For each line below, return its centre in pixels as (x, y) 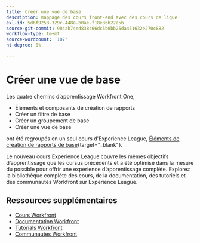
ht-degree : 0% (24, 45)
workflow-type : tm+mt (33, 34)
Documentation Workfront (47, 221)
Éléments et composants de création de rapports (75, 107)
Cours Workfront (36, 215)
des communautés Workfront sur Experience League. (72, 182)
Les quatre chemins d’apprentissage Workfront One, (70, 96)
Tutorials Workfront (39, 227)
